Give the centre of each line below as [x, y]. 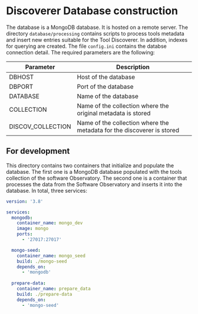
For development [38, 151]
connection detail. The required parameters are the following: [80, 52]
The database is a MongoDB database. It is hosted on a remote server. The [97, 27]
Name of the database [108, 96]
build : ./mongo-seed [42, 261]
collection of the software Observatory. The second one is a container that [97, 178]
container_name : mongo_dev [50, 223]
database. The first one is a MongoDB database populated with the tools [94, 171]
